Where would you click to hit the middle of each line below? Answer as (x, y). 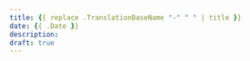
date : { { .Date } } (44, 26)
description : (34, 34)
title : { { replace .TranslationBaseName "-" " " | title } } (126, 17)
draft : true (32, 43)
